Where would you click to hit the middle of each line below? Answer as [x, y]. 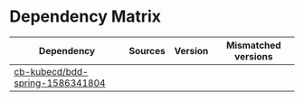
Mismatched [254, 45]
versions [254, 56]
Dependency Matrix [85, 17]
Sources [147, 50]
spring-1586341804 [60, 83]
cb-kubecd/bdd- [51, 71]
